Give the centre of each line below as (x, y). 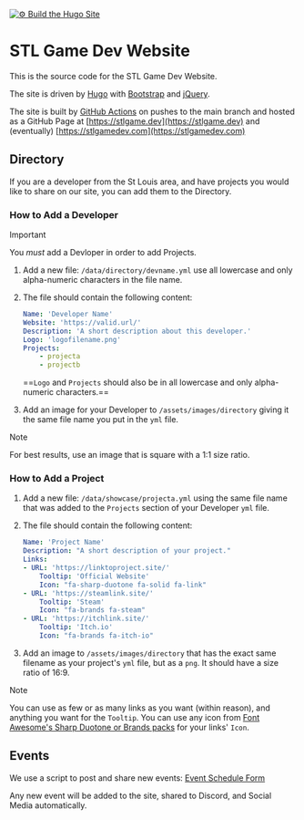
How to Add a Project (57, 479)
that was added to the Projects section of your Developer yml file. (146, 508)
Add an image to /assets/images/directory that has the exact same (149, 653)
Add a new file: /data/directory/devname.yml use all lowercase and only (157, 270)
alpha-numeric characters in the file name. (102, 280)
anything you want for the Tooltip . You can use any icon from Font (135, 717)
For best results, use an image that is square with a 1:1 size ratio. (130, 455)
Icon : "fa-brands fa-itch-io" (96, 636)
